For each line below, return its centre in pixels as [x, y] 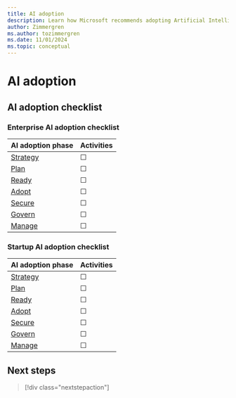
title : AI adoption [36, 14]
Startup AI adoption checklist [58, 247]
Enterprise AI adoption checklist [63, 127]
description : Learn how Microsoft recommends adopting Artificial [106, 20]
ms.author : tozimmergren [44, 33]
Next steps [32, 370]
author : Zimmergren [36, 27]
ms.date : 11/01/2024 [38, 40]
